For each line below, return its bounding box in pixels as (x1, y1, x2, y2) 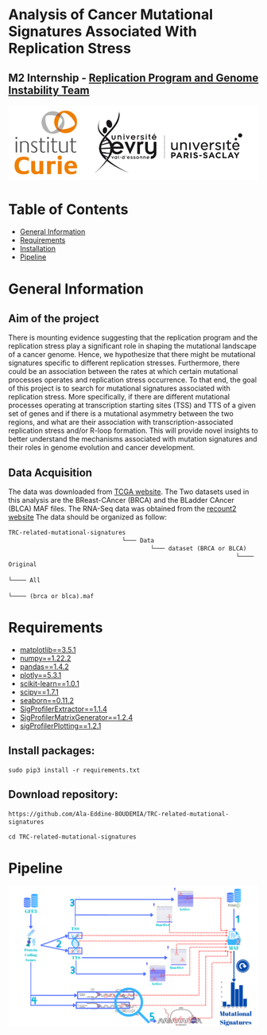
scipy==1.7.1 (19, 687, 59, 697)
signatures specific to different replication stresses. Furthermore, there (8, 358, 240, 368)
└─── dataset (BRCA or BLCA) (150, 544, 247, 552)
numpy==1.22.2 (19, 653, 72, 663)
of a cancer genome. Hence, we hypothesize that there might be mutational (8, 350, 256, 360)
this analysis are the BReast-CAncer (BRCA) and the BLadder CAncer (8, 495, 234, 504)
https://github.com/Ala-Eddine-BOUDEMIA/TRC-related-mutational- (8, 810, 229, 818)
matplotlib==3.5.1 (19, 644, 76, 654)
